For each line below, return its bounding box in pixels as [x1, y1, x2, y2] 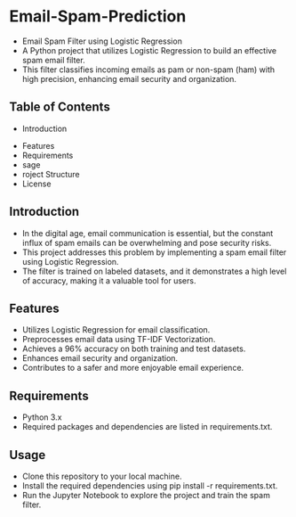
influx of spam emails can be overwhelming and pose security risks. [21, 237, 272, 248]
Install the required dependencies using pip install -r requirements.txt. [21, 480, 278, 491]
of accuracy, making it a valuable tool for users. [21, 275, 196, 286]
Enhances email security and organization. [21, 353, 179, 364]
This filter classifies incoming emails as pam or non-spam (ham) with [21, 64, 276, 75]
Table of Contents [9, 100, 111, 115]
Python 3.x [21, 412, 62, 423]
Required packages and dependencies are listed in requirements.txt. [21, 422, 273, 432]
